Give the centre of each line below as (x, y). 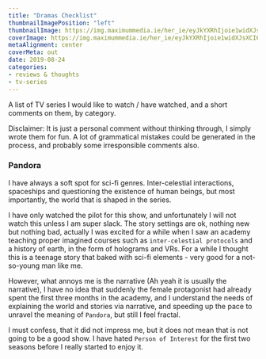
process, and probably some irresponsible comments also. (104, 145)
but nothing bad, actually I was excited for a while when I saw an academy (129, 231)
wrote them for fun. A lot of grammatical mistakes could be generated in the (132, 136)
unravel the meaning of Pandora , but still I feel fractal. (94, 315)
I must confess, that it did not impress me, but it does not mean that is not (128, 330)
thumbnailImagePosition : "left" (61, 23)
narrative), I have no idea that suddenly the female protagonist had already (130, 289)
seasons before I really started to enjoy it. (76, 346)
